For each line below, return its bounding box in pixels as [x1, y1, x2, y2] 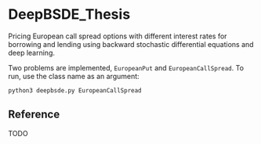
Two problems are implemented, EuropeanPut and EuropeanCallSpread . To [8, 63, 245, 72]
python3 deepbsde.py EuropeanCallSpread [8, 86, 143, 95]
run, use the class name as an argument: [8, 71, 140, 81]
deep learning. [8, 48, 55, 57]
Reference [8, 108, 60, 121]
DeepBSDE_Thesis [8, 5, 131, 23]
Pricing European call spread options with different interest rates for [8, 31, 227, 41]
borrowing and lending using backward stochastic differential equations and [8, 39, 254, 49]
